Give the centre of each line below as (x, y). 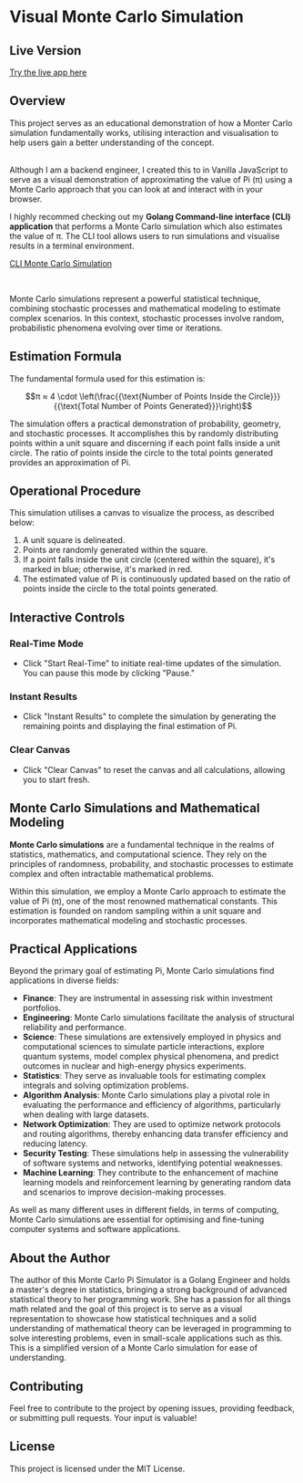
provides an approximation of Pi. (70, 462)
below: (22, 523)
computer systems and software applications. (95, 1229)
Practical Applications (74, 949)
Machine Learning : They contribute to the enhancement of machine (151, 1173)
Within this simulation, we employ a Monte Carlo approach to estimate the (148, 891)
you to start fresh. (56, 779)
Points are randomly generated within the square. (115, 550)
